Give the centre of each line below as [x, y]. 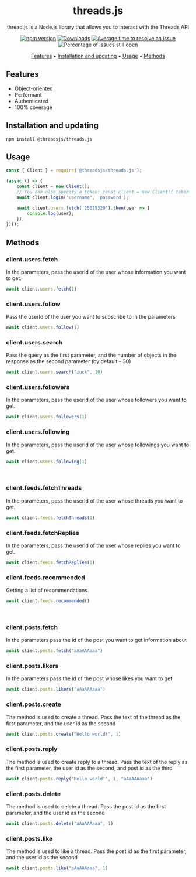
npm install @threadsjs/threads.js [49, 139]
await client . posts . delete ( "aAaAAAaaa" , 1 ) [60, 824]
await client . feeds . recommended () [48, 601]
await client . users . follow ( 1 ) [43, 327]
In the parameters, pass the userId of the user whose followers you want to [96, 400]
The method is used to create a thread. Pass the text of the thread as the [93, 717]
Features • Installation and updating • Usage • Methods [98, 56]
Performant [28, 94]
